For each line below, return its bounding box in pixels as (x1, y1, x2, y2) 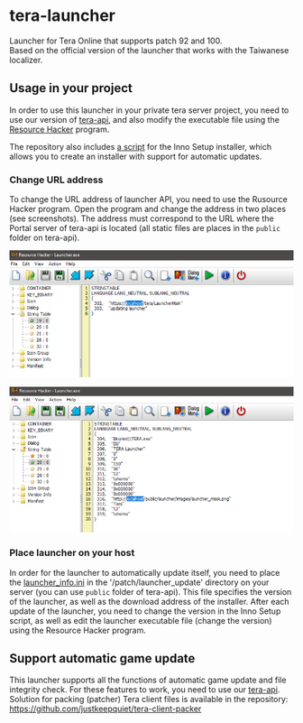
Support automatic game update (9, 651, 196, 666)
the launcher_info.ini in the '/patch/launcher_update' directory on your (9, 577, 270, 588)
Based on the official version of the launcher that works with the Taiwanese (9, 44, 289, 55)
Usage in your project (9, 80, 133, 96)
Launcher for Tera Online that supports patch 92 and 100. (9, 35, 223, 46)
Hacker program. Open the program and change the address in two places (9, 204, 287, 215)
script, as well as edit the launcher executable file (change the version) (9, 615, 272, 626)
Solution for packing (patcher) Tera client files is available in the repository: (9, 694, 289, 705)
